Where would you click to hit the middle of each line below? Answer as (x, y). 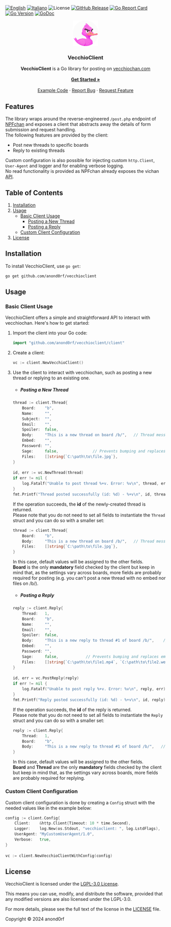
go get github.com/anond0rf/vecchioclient (51, 276)
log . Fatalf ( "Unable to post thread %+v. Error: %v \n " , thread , (91, 484)
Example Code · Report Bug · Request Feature (85, 91)
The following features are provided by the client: (57, 135)
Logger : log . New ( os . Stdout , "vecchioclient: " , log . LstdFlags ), (87, 829)
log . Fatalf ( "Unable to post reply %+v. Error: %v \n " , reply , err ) (94, 689)
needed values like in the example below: (48, 808)
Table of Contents (34, 193)
